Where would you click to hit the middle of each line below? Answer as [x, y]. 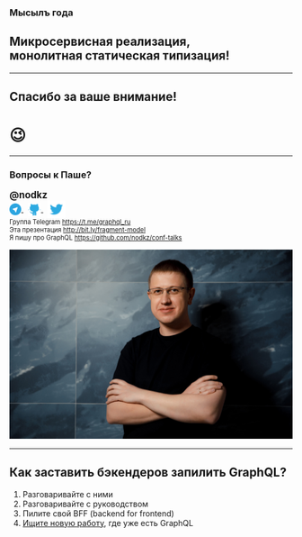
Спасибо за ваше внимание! [93, 97]
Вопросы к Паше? [51, 175]
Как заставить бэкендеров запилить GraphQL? [148, 473]
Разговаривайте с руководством [85, 504]
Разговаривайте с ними [68, 494]
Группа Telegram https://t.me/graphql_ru [70, 223]
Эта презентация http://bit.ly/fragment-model [78, 230]
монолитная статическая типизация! [120, 56]
